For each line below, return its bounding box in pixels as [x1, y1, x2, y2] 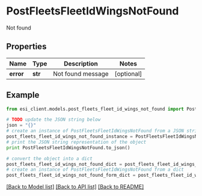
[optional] [114, 69, 142, 78]
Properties [6, 41, 47, 52]
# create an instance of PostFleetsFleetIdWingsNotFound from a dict [6, 167, 185, 173]
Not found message [53, 69, 109, 78]
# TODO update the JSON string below [6, 117, 101, 123]
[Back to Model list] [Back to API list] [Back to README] [6, 183, 144, 191]
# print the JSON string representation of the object [6, 139, 147, 145]
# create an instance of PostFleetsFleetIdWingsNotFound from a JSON [6, 128, 185, 134]
